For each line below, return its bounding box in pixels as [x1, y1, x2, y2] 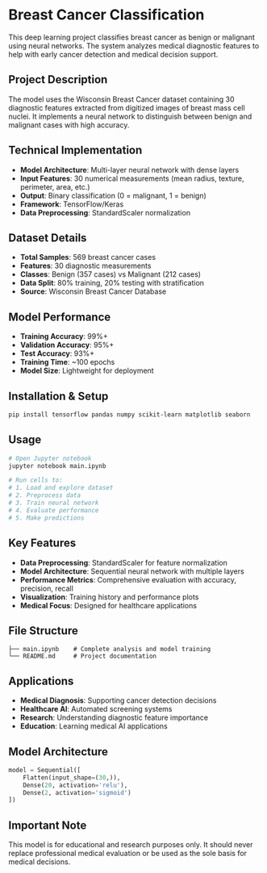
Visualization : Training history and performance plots [19, 591, 199, 602]
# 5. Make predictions [8, 514, 85, 522]
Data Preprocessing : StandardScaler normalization [19, 207, 191, 217]
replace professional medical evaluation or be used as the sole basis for [8, 849, 248, 858]
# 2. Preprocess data [8, 491, 81, 499]
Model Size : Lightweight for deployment [19, 365, 155, 376]
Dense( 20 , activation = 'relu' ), [23, 781, 128, 789]
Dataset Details [8, 231, 87, 244]
